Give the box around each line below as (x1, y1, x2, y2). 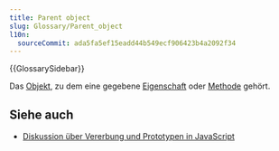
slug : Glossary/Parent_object (9, 22, 124, 31)
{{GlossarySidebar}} (9, 63, 86, 74)
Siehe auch (9, 107, 74, 122)
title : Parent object (9, 13, 91, 23)
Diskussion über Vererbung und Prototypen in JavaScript (22, 131, 235, 142)
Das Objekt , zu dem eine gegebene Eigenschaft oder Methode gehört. (9, 80, 271, 91)
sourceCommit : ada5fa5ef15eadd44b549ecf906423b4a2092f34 (17, 38, 237, 48)
